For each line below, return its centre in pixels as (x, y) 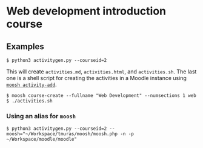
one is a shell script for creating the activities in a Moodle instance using (96, 78)
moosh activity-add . (32, 84)
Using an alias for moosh (41, 116)
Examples (25, 46)
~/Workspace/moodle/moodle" (42, 140)
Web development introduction (86, 11)
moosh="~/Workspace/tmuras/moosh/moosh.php (62, 134)
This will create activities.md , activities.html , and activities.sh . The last (101, 72)
